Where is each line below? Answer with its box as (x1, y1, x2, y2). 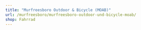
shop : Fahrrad (5, 17, 36, 22)
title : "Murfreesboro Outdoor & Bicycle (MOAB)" (5, 7, 111, 13)
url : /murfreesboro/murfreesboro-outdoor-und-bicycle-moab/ (5, 12, 137, 17)
